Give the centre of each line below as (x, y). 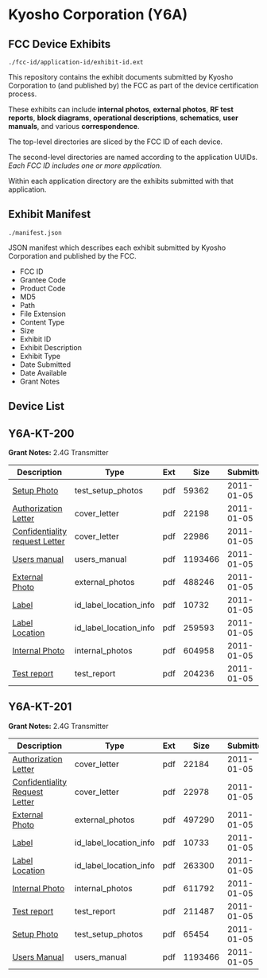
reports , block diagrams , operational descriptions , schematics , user (123, 118)
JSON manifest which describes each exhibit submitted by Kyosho (117, 247)
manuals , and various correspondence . (74, 126)
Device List (37, 406)
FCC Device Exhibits (60, 44)
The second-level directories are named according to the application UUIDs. (133, 157)
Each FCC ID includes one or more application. (85, 166)
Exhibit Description (50, 347)
